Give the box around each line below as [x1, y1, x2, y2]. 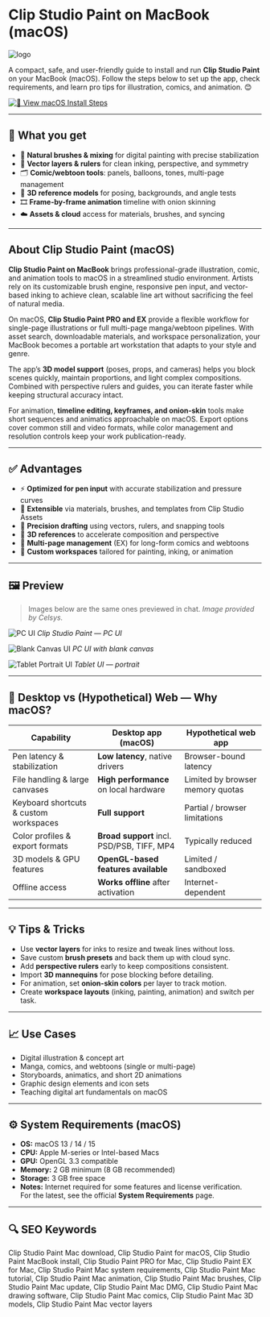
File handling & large [12, 774, 90, 785]
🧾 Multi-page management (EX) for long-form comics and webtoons [19, 538, 249, 548]
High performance [97, 774, 170, 785]
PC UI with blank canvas [72, 644, 154, 654]
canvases [12, 784, 49, 795]
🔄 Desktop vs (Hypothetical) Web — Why [8, 691, 218, 704]
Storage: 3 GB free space [19, 1174, 106, 1183]
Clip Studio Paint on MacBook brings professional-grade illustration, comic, [8, 264, 260, 274]
